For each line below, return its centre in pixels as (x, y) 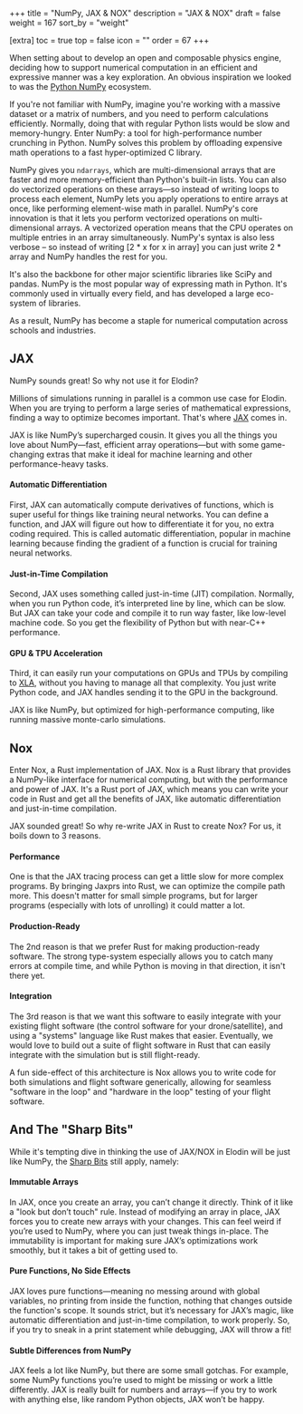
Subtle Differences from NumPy (71, 1351)
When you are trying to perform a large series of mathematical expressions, (150, 408)
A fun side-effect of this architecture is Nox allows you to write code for (143, 1072)
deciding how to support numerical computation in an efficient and (133, 68)
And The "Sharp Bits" (71, 1130)
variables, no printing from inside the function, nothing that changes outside (151, 1301)
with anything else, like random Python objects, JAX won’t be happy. (137, 1399)
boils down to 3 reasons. (55, 836)
